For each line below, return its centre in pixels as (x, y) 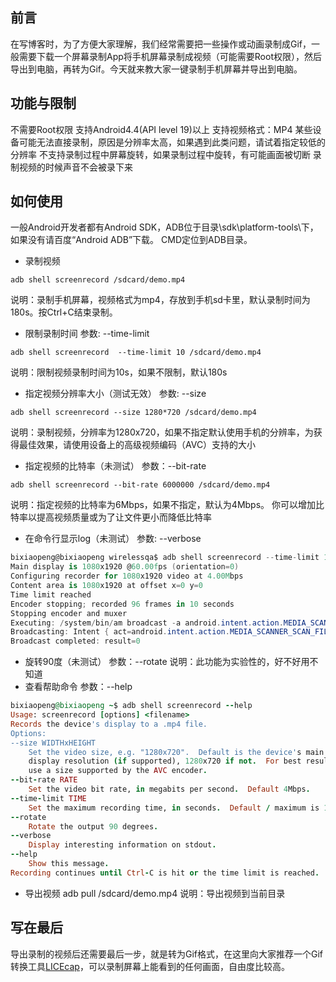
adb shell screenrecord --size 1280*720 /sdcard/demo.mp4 (133, 413)
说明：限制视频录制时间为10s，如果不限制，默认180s (119, 372)
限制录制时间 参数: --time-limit (87, 334)
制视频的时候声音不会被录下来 (71, 167)
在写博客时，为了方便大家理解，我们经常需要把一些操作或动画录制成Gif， (161, 44)
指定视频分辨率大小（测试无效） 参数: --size (115, 394)
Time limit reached (51, 594)
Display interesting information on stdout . (122, 845)
